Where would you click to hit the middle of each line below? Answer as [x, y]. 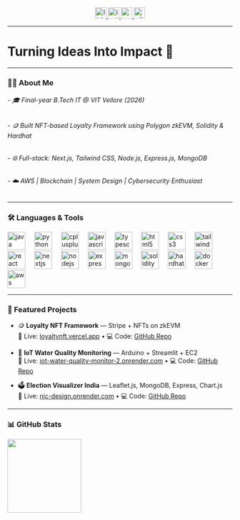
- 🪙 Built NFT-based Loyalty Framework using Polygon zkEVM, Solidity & [116, 126]
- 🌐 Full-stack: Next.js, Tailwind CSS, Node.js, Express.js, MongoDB [107, 158]
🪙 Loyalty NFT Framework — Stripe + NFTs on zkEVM [99, 326]
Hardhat [20, 136]
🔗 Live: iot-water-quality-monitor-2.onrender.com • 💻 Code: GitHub [118, 361]
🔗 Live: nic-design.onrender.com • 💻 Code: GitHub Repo [102, 396]
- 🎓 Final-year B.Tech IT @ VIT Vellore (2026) [76, 100]
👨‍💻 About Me [30, 83]
